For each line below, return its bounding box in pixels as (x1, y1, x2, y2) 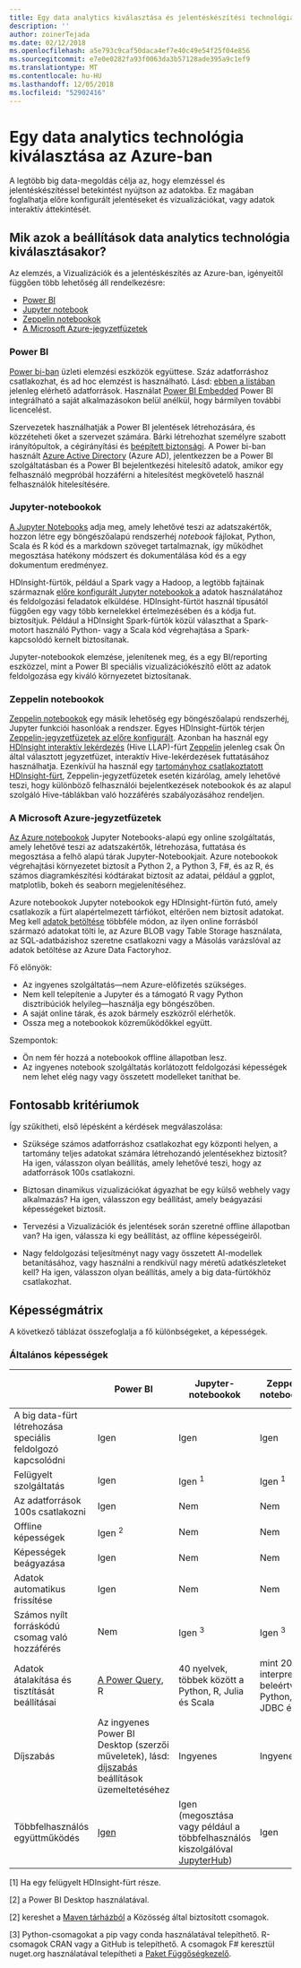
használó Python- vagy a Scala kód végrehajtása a (35, 624, 223, 635)
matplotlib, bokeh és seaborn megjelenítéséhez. (9, 880, 186, 890)
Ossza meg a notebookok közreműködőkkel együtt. (21, 1018, 212, 1028)
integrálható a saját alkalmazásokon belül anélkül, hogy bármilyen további (9, 394, 281, 405)
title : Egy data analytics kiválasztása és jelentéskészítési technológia (9, 13, 295, 22)
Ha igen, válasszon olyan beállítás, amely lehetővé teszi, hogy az (21, 1157, 262, 1168)
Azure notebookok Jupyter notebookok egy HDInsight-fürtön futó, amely (9, 897, 278, 908)
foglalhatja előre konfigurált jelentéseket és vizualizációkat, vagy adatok (9, 195, 275, 205)
